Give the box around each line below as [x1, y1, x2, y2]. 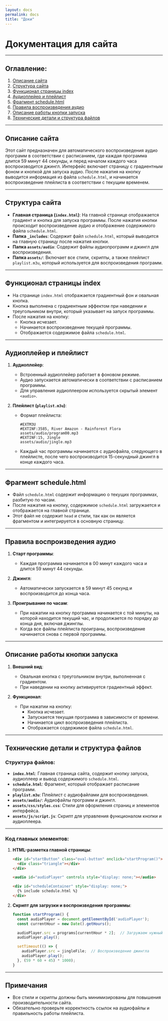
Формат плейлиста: [19, 412, 62, 418]
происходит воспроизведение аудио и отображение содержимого [12, 222, 156, 228]
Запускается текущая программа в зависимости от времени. [27, 714, 159, 720]
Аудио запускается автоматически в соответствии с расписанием [19, 377, 162, 383]
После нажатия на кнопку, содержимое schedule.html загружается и [12, 502, 161, 508]
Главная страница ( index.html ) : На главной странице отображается [12, 211, 159, 218]
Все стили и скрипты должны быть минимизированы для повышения [12, 994, 161, 1000]
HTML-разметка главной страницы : [12, 847, 91, 853]
